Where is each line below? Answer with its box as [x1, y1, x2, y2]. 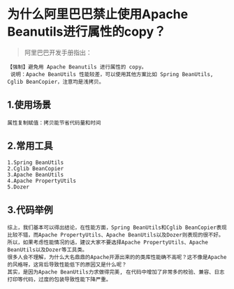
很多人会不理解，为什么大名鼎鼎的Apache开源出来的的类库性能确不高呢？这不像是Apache [7, 254, 227, 261]
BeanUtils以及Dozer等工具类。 [7, 246, 88, 253]
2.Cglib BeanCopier [7, 165, 64, 172]
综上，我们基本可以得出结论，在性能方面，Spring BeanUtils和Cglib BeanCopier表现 [7, 224, 227, 231]
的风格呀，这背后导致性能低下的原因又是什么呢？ [7, 261, 127, 269]
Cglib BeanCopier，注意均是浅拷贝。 [7, 78, 105, 85]
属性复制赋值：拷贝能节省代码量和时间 [7, 119, 101, 126]
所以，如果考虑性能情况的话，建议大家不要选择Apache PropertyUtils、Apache [7, 239, 208, 246]
